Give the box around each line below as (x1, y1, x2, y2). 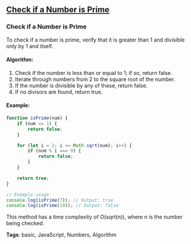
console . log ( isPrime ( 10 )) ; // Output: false (6, 202, 119, 209)
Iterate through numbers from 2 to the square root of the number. (14, 76, 175, 83)
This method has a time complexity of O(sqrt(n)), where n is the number (6, 214, 183, 221)
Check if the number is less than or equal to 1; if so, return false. (14, 69, 172, 76)
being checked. (6, 220, 45, 227)
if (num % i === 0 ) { (27, 148, 82, 154)
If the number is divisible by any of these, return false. (14, 82, 148, 89)
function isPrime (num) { (6, 115, 68, 121)
